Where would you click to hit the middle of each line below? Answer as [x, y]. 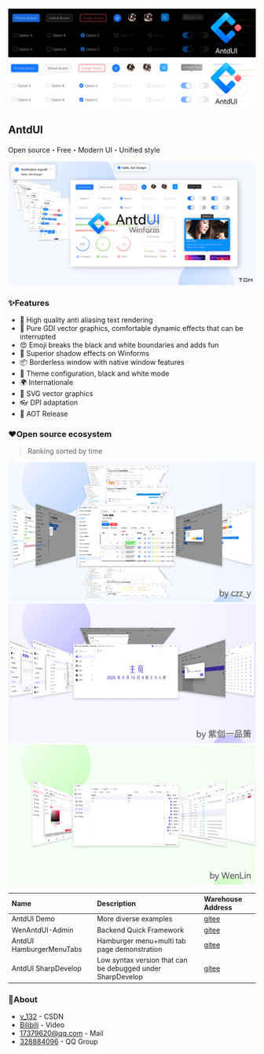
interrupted [38, 336]
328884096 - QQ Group [59, 1041]
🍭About [23, 999]
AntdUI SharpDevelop [47, 968]
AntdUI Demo [33, 919]
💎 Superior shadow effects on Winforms [84, 353]
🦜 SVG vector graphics [56, 393]
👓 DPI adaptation [49, 402]
